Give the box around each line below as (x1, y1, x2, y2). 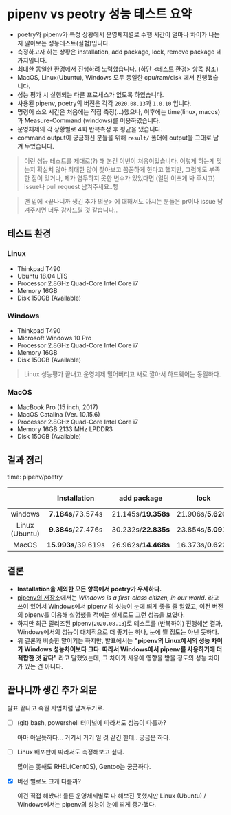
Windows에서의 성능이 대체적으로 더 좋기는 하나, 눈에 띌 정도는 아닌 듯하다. (16, 627, 219, 636)
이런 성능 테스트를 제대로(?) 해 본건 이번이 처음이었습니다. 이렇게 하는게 (23, 156, 215, 165)
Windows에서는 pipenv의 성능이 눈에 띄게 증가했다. (16, 800, 157, 808)
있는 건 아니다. (24, 662, 63, 671)
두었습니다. (24, 142, 55, 150)
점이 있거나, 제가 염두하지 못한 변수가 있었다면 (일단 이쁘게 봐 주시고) (31, 173, 215, 182)
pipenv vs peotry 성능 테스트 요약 (7, 6, 192, 22)
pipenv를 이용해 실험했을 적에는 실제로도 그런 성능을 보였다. (24, 610, 186, 619)
